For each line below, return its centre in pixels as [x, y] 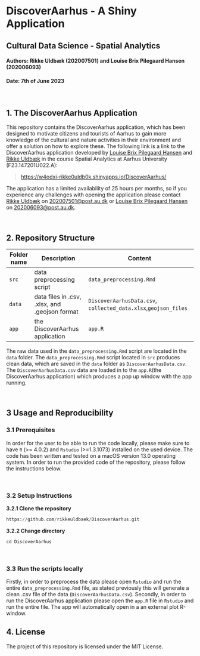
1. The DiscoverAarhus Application [72, 113]
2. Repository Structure [51, 238]
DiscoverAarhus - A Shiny [71, 11]
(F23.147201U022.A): [32, 165]
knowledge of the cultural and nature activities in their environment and [94, 140]
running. [16, 383]
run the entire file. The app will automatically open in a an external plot [93, 607]
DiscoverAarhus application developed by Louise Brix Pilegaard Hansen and [99, 153]
